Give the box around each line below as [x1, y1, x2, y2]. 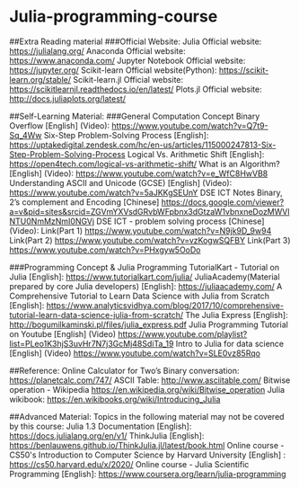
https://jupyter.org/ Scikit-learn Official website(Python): [9, 65, 217, 75]
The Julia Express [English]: [185, 309, 289, 320]
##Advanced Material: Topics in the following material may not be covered [9, 411, 285, 421]
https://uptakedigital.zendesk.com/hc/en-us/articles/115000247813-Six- [9, 139, 277, 150]
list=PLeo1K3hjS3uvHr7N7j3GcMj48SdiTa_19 [9, 338, 174, 349]
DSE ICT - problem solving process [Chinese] [96, 216, 265, 226]
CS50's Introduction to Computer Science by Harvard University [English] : [9, 449, 286, 460]
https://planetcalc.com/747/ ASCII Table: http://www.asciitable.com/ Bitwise [9, 375, 291, 386]
